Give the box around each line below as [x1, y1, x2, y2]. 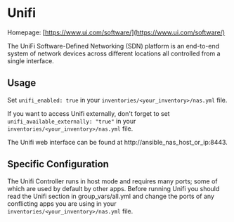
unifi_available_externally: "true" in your [7, 117, 136, 125]
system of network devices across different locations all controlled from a [7, 49, 221, 58]
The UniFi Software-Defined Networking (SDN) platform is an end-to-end [7, 41, 220, 50]
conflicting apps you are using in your [7, 199, 117, 208]
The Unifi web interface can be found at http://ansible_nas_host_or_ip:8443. [7, 138, 228, 146]
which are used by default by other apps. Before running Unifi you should [7, 184, 220, 192]
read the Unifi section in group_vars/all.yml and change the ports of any [7, 192, 214, 200]
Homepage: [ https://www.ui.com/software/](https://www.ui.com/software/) [7, 28, 226, 37]
